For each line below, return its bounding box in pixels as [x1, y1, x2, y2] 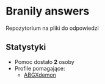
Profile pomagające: [14, 65, 65, 72]
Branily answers [5, 4, 90, 18]
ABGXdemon [23, 71, 56, 79]
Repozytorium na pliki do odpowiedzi [5, 24, 99, 32]
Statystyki [5, 42, 46, 52]
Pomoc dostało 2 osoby [14, 58, 74, 65]
